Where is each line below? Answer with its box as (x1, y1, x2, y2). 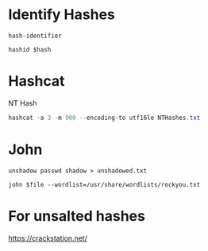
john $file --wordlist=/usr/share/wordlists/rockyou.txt (8, 180, 201, 188)
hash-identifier (8, 32, 62, 40)
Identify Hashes (8, 6, 115, 24)
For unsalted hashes (8, 207, 145, 225)
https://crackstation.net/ (8, 233, 87, 243)
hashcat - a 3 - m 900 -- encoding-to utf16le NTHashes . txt (8, 114, 201, 122)
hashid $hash (8, 45, 52, 53)
